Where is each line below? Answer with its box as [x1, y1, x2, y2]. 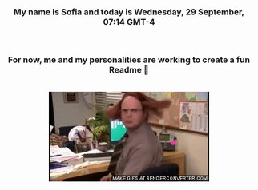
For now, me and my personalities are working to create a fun [7, 54, 251, 65]
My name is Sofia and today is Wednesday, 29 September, [13, 6, 245, 18]
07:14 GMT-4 [103, 16, 155, 27]
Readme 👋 [109, 65, 149, 76]
